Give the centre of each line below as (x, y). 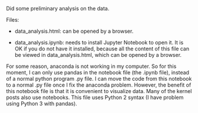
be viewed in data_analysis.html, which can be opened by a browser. (98, 55)
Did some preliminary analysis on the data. (58, 8)
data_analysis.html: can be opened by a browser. (74, 31)
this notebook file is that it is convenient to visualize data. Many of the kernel (99, 91)
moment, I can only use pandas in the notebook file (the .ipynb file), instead (98, 72)
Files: (13, 20)
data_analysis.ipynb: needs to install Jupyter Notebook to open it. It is (99, 42)
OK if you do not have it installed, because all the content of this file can (102, 49)
